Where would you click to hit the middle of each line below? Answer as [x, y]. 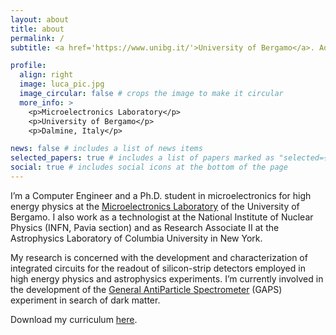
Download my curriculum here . [74, 319]
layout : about [40, 19]
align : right [46, 75]
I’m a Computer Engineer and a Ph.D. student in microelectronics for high [161, 195]
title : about [37, 29]
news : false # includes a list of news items [106, 149]
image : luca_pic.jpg [62, 84]
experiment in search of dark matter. [85, 300]
